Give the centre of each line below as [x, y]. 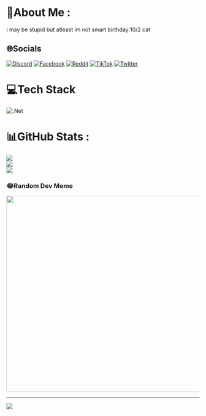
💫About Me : [39, 13]
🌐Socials [24, 49]
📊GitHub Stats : [48, 137]
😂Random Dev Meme [40, 185]
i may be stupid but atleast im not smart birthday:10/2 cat [78, 29]
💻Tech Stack [41, 89]
